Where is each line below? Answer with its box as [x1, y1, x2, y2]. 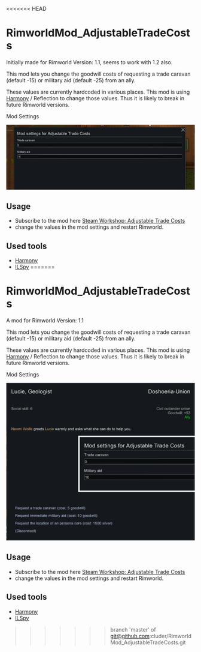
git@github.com [110, 632, 150, 639]
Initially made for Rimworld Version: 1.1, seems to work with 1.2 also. [6, 58, 173, 65]
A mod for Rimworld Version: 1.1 [6, 317, 84, 324]
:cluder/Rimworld [149, 632, 192, 639]
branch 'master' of [110, 626, 157, 633]
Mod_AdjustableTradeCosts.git [110, 639, 186, 646]
